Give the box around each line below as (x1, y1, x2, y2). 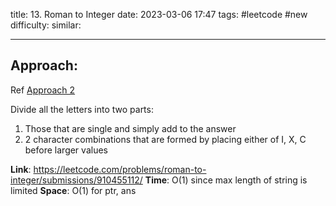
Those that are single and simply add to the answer (24, 122, 237, 134)
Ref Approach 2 (10, 84, 76, 96)
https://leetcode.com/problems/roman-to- (33, 163, 207, 175)
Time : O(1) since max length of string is (144, 174, 308, 186)
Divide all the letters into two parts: (10, 103, 154, 115)
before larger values (24, 144, 108, 156)
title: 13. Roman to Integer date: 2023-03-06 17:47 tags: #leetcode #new (10, 9, 308, 20)
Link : (10, 163, 32, 175)
